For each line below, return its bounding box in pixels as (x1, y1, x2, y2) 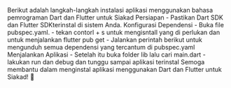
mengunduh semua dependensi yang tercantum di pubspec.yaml (7, 43, 195, 51)
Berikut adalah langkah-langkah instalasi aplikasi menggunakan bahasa (7, 6, 213, 14)
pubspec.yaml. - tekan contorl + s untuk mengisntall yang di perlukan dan (7, 28, 220, 36)
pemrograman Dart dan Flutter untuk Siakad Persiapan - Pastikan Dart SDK (7, 13, 224, 22)
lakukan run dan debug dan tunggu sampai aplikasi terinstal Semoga (7, 58, 205, 66)
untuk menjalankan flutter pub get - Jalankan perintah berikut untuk (7, 36, 203, 44)
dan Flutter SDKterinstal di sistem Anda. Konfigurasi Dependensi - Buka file (7, 21, 224, 29)
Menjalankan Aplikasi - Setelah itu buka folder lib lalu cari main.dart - (7, 50, 206, 59)
